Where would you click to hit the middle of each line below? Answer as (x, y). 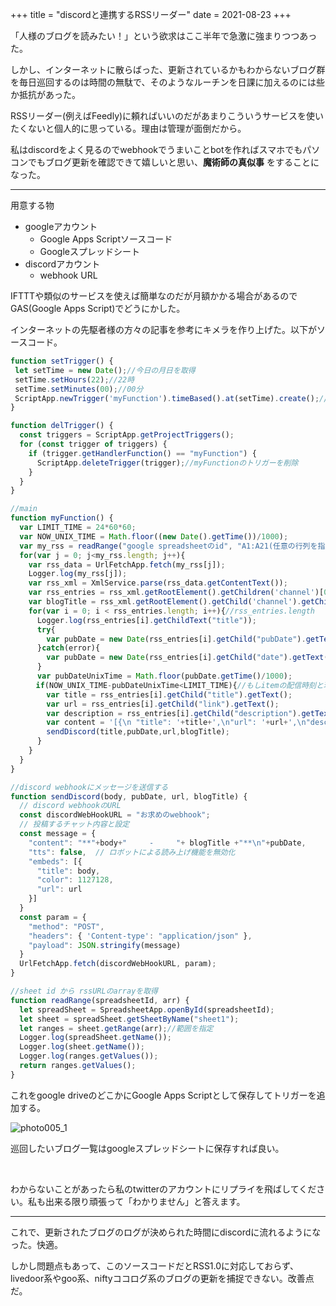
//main (24, 509)
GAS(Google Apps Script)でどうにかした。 (98, 308)
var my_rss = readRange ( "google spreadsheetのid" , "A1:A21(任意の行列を (168, 546)
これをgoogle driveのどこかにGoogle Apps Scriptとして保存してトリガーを (163, 1095)
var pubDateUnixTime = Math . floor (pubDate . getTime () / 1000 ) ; (164, 676)
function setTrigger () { (62, 361)
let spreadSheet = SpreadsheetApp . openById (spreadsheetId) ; (147, 1009)
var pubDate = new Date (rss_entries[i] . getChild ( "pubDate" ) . (176, 639)
